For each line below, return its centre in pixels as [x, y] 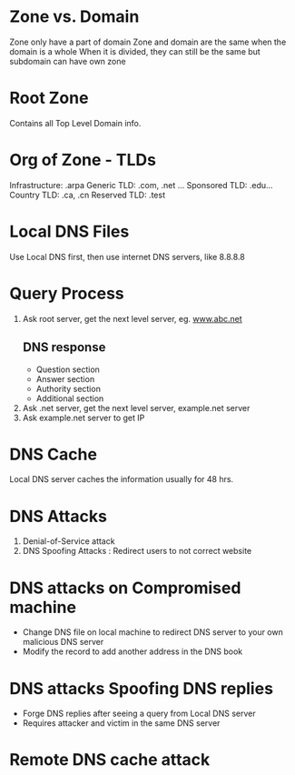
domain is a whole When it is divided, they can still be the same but [135, 51]
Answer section [65, 378]
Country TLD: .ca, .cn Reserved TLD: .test [88, 195]
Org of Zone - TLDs [83, 160]
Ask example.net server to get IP [84, 418]
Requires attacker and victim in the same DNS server [121, 723]
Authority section [69, 388]
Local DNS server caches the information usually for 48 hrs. [122, 479]
